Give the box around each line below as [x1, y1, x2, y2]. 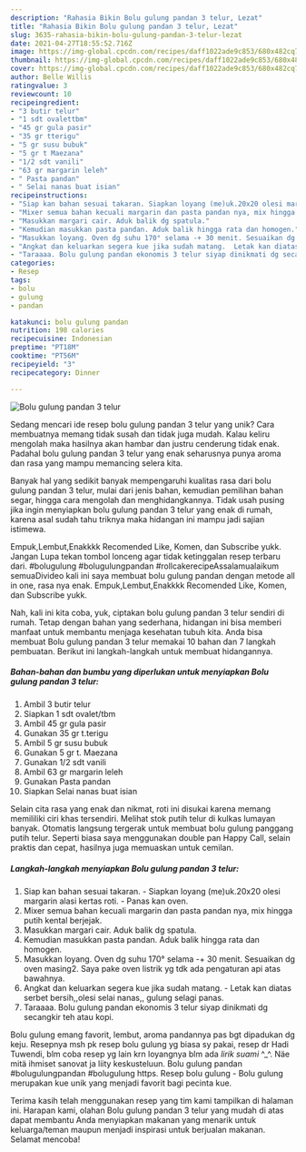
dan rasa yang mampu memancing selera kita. [10, 457, 183, 469]
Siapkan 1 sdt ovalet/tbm [23, 709, 116, 720]
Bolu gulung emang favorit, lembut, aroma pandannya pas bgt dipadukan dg [10, 1029, 296, 1040]
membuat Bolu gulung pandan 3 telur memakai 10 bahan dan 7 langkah [10, 636, 276, 647]
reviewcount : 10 [10, 89, 72, 98]
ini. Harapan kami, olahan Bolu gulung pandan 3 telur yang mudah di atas [10, 1105, 284, 1116]
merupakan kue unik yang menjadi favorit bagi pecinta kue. [10, 1077, 232, 1088]
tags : [10, 276, 31, 285]
